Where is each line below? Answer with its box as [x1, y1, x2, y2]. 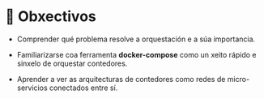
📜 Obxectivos [5, 7, 96, 26]
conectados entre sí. [49, 83, 118, 93]
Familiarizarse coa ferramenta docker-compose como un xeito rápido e [16, 49, 258, 59]
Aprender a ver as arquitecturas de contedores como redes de [16, 74, 226, 84]
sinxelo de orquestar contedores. [16, 58, 128, 68]
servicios [16, 83, 48, 93]
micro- [227, 74, 250, 84]
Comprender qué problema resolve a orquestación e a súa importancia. [16, 34, 256, 44]
